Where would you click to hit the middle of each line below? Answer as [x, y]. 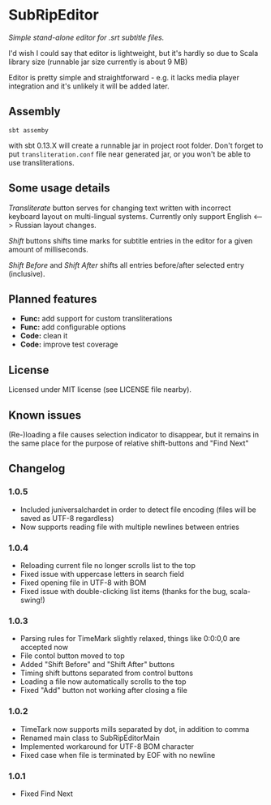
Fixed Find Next [46, 794]
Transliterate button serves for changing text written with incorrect [120, 208]
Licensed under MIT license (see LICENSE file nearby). [100, 390]
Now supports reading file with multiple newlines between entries [129, 527]
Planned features [53, 299]
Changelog [37, 469]
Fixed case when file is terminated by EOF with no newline [118, 755]
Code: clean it [44, 336]
